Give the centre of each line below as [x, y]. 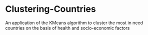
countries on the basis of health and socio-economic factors [67, 28]
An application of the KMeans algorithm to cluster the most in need [74, 23]
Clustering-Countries [50, 9]
